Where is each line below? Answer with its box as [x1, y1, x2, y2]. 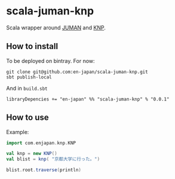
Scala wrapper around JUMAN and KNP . [6, 24, 106, 31]
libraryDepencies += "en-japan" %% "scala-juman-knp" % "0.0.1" [6, 96, 170, 102]
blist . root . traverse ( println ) [6, 167, 82, 173]
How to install [6, 41, 59, 51]
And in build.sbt [6, 84, 48, 92]
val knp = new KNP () [6, 151, 58, 157]
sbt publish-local [6, 74, 52, 80]
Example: [6, 128, 29, 135]
